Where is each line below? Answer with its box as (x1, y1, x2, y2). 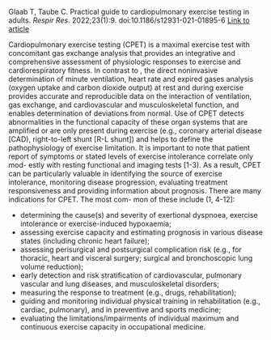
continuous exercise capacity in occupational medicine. (19, 322, 206, 331)
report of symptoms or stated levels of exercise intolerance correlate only (8, 151, 253, 161)
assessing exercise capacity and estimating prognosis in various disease (19, 227, 263, 237)
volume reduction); (19, 262, 83, 271)
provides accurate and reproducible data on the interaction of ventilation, (8, 91, 252, 100)
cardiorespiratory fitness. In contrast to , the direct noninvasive (8, 66, 218, 75)
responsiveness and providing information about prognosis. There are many (8, 186, 261, 195)
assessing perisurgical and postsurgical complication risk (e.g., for (19, 244, 243, 254)
